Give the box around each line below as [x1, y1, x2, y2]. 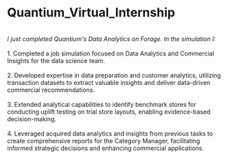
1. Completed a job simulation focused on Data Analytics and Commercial [7, 49, 214, 58]
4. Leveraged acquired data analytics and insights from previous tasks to [7, 129, 214, 138]
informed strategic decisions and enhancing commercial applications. [7, 144, 204, 152]
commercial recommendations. [7, 86, 95, 94]
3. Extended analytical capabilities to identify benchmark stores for [7, 100, 197, 108]
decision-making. [7, 114, 57, 123]
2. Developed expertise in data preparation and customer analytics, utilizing [7, 71, 221, 79]
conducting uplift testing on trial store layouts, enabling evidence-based [7, 108, 211, 116]
